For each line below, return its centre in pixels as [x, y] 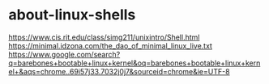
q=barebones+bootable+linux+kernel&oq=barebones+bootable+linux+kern [134, 63]
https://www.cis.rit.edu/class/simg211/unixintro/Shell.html [104, 37]
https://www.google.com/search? [64, 54]
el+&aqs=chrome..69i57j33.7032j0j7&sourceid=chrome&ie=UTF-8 [119, 71]
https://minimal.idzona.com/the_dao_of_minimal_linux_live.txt [111, 45]
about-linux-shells [72, 15]
